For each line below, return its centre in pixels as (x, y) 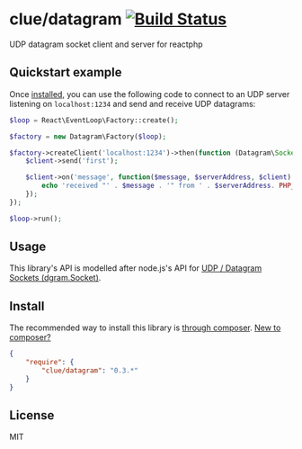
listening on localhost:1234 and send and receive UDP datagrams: (133, 103)
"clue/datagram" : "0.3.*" (90, 371)
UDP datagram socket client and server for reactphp (107, 44)
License (32, 415)
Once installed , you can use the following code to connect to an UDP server (150, 94)
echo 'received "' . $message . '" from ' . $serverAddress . (159, 186)
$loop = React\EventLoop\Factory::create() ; (94, 120)
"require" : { (50, 363)
